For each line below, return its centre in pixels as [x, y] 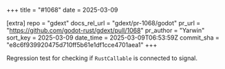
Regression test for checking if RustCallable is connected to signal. [102, 58]
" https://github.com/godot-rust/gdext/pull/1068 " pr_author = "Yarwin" [106, 30]
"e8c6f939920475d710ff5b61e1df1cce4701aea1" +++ [82, 45]
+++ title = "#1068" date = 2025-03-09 [62, 10]
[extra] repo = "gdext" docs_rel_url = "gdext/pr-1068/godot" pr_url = [104, 23]
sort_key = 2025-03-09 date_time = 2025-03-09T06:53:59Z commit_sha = [113, 38]
